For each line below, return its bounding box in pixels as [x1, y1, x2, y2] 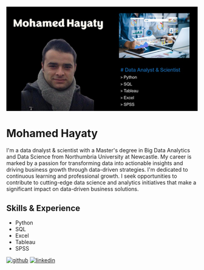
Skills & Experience [6, 203, 81, 213]
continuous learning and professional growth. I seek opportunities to [6, 172, 177, 180]
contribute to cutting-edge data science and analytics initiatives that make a [6, 179, 197, 186]
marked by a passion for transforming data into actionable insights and [6, 160, 183, 167]
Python [15, 219, 33, 226]
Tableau [15, 238, 36, 246]
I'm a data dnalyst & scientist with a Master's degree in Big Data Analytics [6, 147, 190, 154]
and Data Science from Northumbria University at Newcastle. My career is [6, 153, 192, 161]
